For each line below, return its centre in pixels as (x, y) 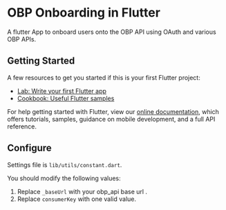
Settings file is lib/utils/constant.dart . (65, 164)
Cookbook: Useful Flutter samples (66, 98)
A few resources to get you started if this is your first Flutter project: (104, 77)
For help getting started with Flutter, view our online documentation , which (113, 111)
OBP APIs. (22, 39)
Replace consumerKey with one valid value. (77, 199)
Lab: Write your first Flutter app (62, 90)
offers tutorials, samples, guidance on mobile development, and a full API (111, 119)
